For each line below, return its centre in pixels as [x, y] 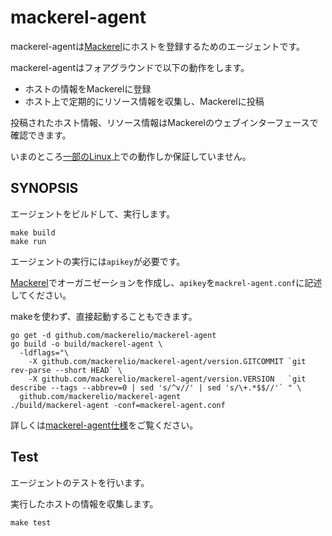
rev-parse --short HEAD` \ [66, 370]
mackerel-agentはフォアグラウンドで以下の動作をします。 [130, 67]
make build [33, 232]
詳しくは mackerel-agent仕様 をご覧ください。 [104, 425]
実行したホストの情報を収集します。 [84, 503]
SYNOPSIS [44, 188]
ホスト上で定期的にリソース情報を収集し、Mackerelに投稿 [144, 101]
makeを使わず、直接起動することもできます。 [104, 316]
